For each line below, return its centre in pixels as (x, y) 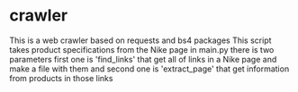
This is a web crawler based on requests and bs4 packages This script (140, 40)
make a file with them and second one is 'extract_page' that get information (149, 69)
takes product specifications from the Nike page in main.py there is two (142, 49)
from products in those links (61, 78)
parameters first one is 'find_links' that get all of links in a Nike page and (143, 59)
